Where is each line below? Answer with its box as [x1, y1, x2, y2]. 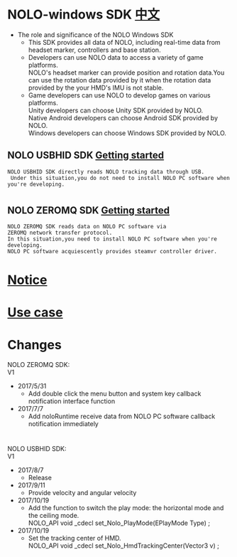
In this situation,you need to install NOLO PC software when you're [7, 235, 218, 243]
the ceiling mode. [28, 511, 79, 519]
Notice [7, 272, 48, 288]
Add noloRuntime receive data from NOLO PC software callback [28, 412, 216, 420]
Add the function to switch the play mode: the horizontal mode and [28, 503, 224, 512]
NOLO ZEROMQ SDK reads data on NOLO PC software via [7, 223, 167, 230]
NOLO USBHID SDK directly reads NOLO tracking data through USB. [7, 168, 204, 175]
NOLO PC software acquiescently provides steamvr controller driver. [7, 248, 218, 255]
